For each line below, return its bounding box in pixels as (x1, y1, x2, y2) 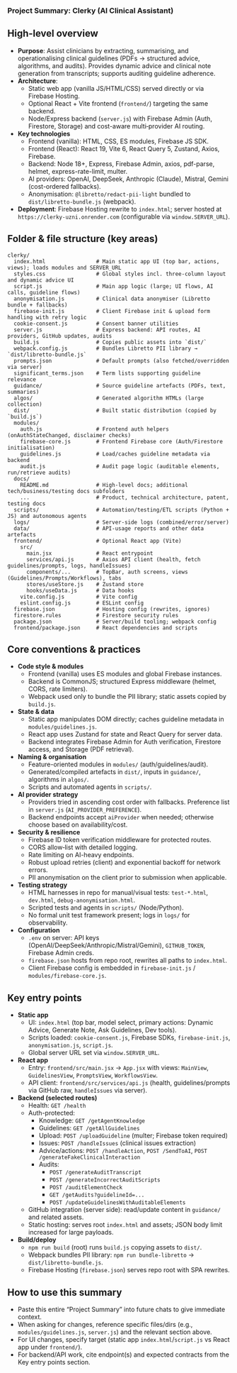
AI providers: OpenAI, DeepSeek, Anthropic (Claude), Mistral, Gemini (28, 175, 229, 183)
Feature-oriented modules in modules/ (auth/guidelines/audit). (28, 760, 209, 768)
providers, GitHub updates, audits (7, 332, 112, 339)
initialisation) (7, 444, 55, 451)
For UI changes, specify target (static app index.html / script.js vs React (17, 1335, 230, 1343)
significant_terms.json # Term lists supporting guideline (13, 370, 201, 377)
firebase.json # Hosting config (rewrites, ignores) (13, 605, 211, 612)
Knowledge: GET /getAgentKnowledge (38, 1116, 146, 1125)
